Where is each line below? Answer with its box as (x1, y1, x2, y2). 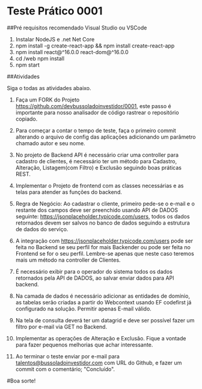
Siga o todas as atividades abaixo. (7, 84, 92, 91)
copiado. (15, 115, 38, 122)
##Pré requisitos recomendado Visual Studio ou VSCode (7, 24, 147, 31)
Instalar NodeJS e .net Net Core (15, 35, 95, 43)
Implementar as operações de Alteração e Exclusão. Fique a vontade (15, 334, 186, 342)
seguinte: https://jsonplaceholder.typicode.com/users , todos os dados (15, 213, 190, 220)
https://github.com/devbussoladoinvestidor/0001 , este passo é (15, 102, 171, 109)
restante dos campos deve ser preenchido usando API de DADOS (15, 206, 179, 214)
